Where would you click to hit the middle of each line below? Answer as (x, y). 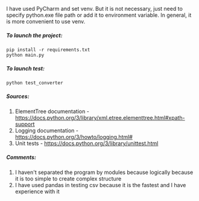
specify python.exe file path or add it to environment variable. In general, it (99, 15)
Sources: (18, 96)
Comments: (21, 157)
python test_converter (35, 83)
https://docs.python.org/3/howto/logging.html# (74, 137)
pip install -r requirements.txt (48, 50)
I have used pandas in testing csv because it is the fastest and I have (100, 185)
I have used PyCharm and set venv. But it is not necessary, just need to (94, 9)
